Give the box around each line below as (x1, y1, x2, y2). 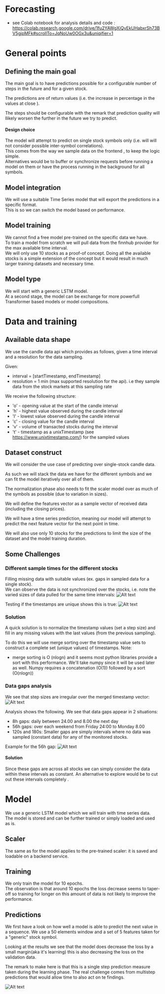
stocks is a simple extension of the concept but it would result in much (5, 255, 148, 261)
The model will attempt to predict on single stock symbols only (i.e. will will (5, 137, 157, 144)
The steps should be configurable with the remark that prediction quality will (5, 110, 160, 116)
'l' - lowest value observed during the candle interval (12, 413, 120, 419)
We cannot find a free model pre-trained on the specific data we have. (5, 234, 148, 240)
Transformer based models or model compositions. (5, 298, 109, 304)
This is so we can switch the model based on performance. (5, 207, 126, 213)
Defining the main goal (5, 67, 76, 76)
